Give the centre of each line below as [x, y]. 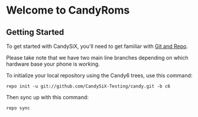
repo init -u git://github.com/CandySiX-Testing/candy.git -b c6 [88, 86]
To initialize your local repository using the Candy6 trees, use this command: [99, 75]
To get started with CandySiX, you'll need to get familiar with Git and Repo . [97, 46]
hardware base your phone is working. [53, 64]
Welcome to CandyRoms [68, 10]
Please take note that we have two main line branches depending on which [97, 58]
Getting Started [35, 32]
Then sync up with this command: [47, 97]
